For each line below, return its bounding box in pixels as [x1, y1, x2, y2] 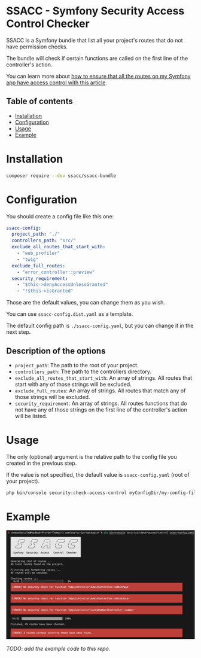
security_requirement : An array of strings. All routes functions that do [14, 400, 187, 407]
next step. [6, 328, 31, 336]
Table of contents [6, 96, 73, 106]
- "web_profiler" [17, 250, 60, 256]
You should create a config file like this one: [6, 212, 114, 220]
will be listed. [14, 412, 48, 419]
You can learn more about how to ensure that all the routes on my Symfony [6, 72, 191, 80]
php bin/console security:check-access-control [6, 489, 127, 496]
